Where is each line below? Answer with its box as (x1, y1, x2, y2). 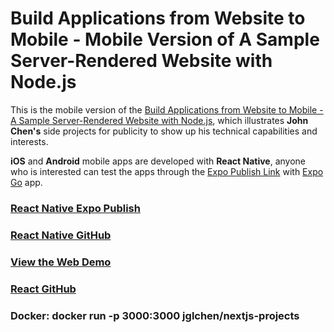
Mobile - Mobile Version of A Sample (10, 28, 320, 51)
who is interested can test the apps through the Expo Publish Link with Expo (10, 165, 324, 177)
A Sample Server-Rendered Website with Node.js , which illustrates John (10, 114, 309, 126)
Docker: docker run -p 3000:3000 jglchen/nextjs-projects (10, 308, 300, 322)
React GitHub (10, 282, 77, 296)
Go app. (10, 176, 43, 188)
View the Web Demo (10, 255, 112, 269)
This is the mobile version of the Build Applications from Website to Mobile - (10, 103, 324, 116)
